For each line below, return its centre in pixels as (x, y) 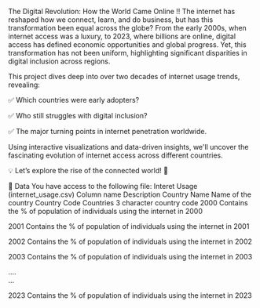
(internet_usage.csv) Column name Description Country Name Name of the (130, 194)
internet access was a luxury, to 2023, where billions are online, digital (122, 36)
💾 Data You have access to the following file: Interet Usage (103, 186)
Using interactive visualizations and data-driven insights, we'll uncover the (128, 147)
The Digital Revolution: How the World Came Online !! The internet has (122, 11)
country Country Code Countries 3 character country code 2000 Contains (128, 203)
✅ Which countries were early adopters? (74, 100)
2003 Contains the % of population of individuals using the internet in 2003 (130, 257)
